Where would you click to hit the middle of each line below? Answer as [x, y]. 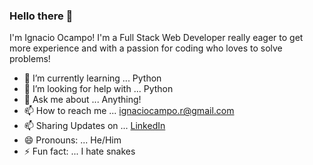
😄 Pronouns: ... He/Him [72, 140]
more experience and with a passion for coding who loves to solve [146, 48]
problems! [30, 59]
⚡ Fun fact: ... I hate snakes [79, 151]
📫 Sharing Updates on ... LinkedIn [94, 126]
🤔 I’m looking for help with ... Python [98, 89]
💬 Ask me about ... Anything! [82, 100]
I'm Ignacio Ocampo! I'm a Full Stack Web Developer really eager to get [156, 38]
